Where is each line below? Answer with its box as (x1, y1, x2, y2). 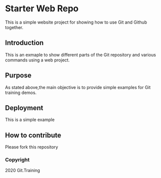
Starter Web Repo (5, 3, 79, 14)
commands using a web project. (5, 57, 70, 63)
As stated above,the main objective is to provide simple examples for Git (5, 84, 151, 90)
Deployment (5, 104, 44, 112)
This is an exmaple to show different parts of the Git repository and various (5, 52, 156, 58)
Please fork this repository (5, 144, 58, 150)
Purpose (5, 71, 32, 80)
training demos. (5, 89, 37, 95)
